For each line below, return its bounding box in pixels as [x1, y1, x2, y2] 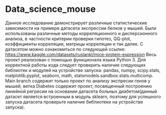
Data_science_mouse [5, 3, 96, 15]
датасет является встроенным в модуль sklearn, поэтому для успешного [5, 93, 161, 100]
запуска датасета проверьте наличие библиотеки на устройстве [5, 99, 144, 105]
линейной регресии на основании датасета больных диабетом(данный [5, 88, 157, 94]
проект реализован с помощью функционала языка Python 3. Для [5, 57, 146, 62]
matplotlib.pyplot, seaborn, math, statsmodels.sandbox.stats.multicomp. [5, 72, 154, 78]
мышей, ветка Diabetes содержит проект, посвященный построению [5, 83, 152, 89]
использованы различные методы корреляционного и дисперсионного [5, 30, 158, 36]
